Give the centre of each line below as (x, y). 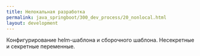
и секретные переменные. (41, 46)
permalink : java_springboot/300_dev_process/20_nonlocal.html (86, 17)
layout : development (32, 23)
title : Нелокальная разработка (46, 12)
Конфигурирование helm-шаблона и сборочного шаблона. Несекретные (100, 40)
